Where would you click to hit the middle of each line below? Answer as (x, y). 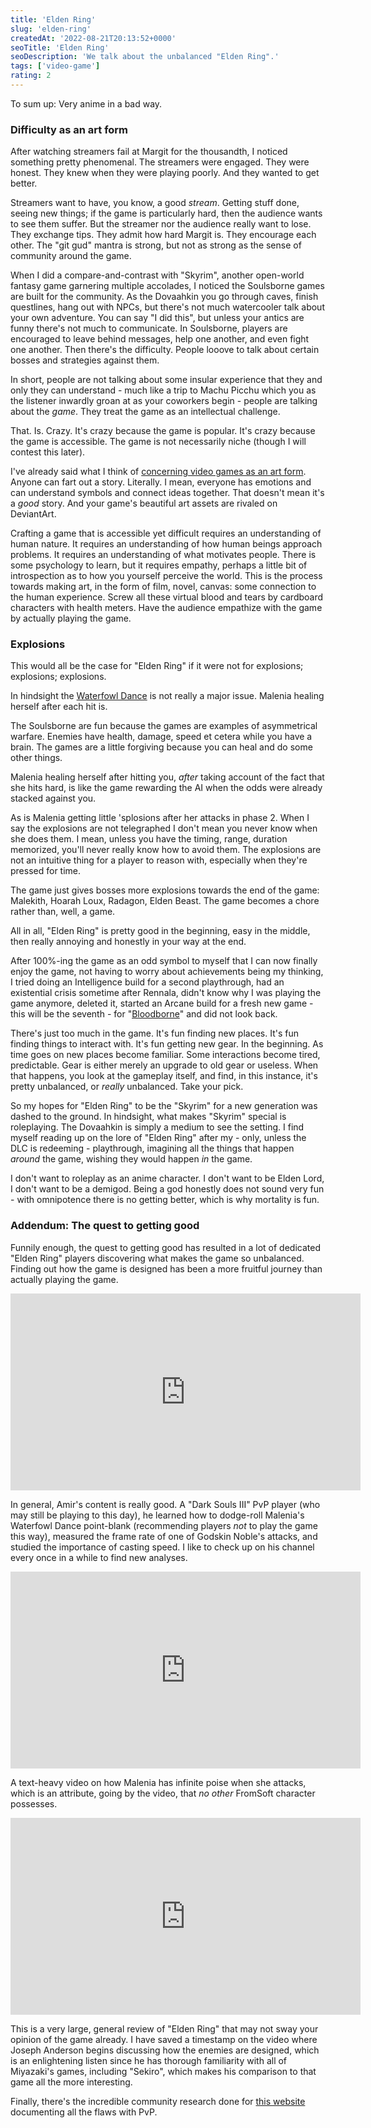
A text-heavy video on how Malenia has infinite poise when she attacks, (158, 1782)
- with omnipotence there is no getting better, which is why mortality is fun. (165, 1200)
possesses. (34, 1803)
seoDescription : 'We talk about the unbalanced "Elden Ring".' (145, 57)
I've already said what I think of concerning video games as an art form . (158, 472)
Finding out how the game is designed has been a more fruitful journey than (166, 1268)
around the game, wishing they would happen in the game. (131, 1159)
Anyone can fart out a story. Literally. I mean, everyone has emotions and (161, 482)
